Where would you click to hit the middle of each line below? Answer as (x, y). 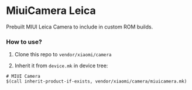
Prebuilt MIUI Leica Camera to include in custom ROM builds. (80, 27)
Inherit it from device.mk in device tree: (61, 66)
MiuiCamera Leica (51, 11)
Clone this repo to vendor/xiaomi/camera (63, 55)
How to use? (24, 42)
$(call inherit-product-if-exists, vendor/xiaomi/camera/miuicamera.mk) (97, 82)
